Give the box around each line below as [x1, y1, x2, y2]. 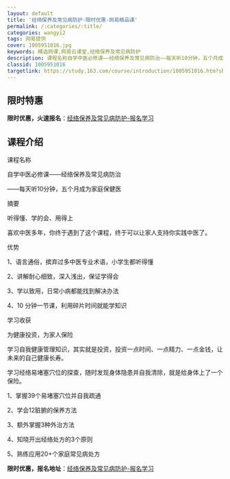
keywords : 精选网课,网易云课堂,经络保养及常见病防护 [7, 49, 141, 56]
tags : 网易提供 [7, 36, 47, 43]
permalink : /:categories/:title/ [7, 23, 103, 30]
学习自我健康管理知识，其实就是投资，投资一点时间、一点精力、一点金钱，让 [7, 345, 223, 353]
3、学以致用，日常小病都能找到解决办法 [7, 287, 119, 295]
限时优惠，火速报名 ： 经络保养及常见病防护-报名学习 [7, 114, 154, 122]
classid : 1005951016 [7, 61, 66, 68]
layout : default [7, 10, 53, 17]
